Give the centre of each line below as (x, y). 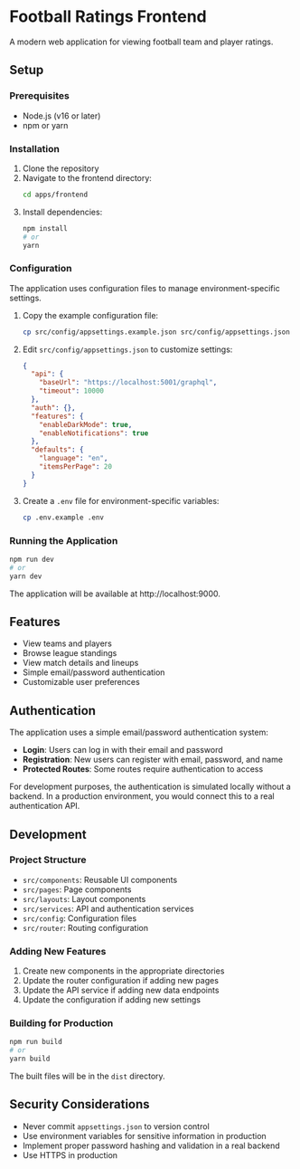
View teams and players (67, 643)
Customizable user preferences (81, 682)
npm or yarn (45, 125)
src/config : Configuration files (80, 918)
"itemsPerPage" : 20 (76, 467)
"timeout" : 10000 (72, 391)
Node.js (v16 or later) (61, 116)
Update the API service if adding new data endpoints (121, 990)
